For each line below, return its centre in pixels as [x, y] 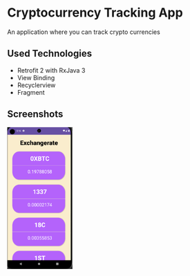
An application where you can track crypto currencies [84, 32]
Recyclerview [36, 85]
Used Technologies [49, 54]
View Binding [36, 77]
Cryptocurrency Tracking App [95, 13]
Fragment [31, 92]
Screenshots [35, 114]
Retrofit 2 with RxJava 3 [51, 70]
